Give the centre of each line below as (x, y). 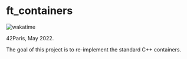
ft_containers (40, 11)
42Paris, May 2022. (30, 38)
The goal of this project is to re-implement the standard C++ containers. (94, 49)
